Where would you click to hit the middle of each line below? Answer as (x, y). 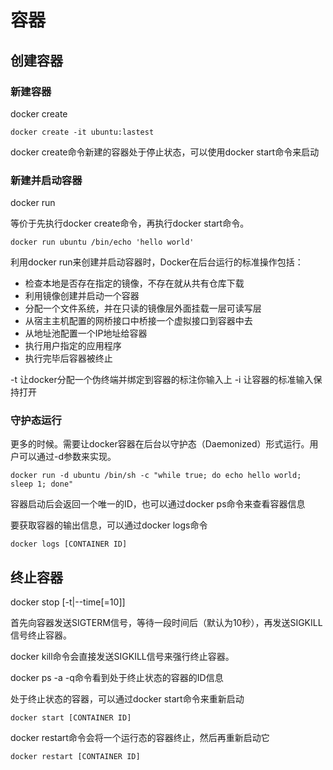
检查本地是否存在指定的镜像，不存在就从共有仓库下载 (134, 283)
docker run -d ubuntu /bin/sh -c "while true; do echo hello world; (156, 476)
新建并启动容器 (46, 180)
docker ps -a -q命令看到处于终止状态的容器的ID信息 (117, 678)
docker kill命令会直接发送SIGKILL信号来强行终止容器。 (122, 657)
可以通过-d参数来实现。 (67, 457)
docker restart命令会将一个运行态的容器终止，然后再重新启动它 (140, 738)
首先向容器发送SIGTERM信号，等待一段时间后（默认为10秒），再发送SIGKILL (166, 623)
